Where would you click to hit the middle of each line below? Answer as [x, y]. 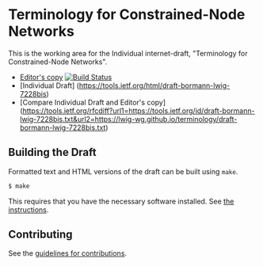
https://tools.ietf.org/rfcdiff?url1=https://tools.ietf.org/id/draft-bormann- [139, 110]
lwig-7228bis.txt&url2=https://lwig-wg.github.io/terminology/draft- [128, 119]
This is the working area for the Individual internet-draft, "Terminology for [128, 53]
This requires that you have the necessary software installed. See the [121, 201]
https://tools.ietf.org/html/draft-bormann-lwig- [154, 85]
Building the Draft [52, 152]
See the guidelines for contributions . [68, 253]
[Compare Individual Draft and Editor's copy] [93, 102]
